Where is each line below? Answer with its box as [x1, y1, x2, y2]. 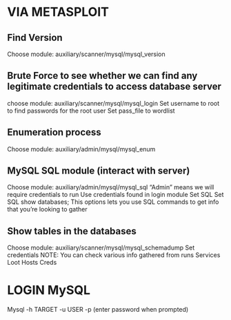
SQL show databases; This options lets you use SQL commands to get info [7, 198, 219, 206]
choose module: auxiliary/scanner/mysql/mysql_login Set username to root [7, 99, 220, 107]
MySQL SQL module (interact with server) [7, 165, 190, 177]
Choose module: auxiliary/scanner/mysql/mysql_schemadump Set [7, 243, 195, 252]
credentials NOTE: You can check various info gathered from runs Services [7, 251, 221, 259]
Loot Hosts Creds [7, 258, 57, 267]
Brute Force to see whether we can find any [7, 70, 198, 82]
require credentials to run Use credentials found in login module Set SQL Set [7, 191, 224, 199]
